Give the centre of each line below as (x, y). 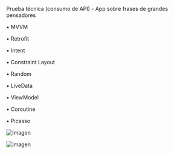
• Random (19, 74)
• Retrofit (18, 38)
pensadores (21, 15)
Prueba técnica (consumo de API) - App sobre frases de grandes (87, 9)
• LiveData (20, 85)
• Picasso (18, 121)
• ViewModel (23, 97)
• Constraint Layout (31, 62)
